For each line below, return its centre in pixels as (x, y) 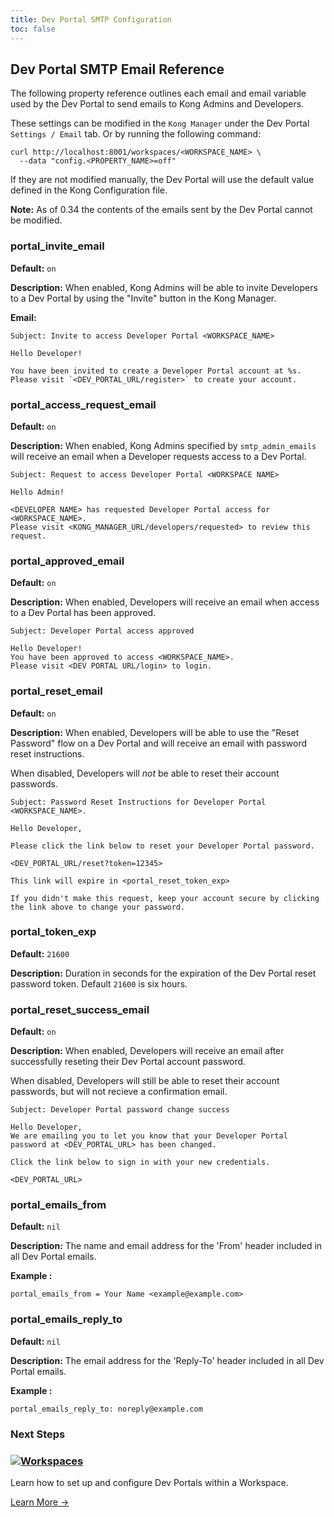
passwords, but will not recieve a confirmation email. (119, 1092)
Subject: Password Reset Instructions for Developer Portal (138, 802)
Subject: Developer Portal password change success (120, 1110)
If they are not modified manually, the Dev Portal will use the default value (162, 180)
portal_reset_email (56, 691)
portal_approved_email (67, 561)
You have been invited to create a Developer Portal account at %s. (156, 371)
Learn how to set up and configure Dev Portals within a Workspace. (149, 1482)
